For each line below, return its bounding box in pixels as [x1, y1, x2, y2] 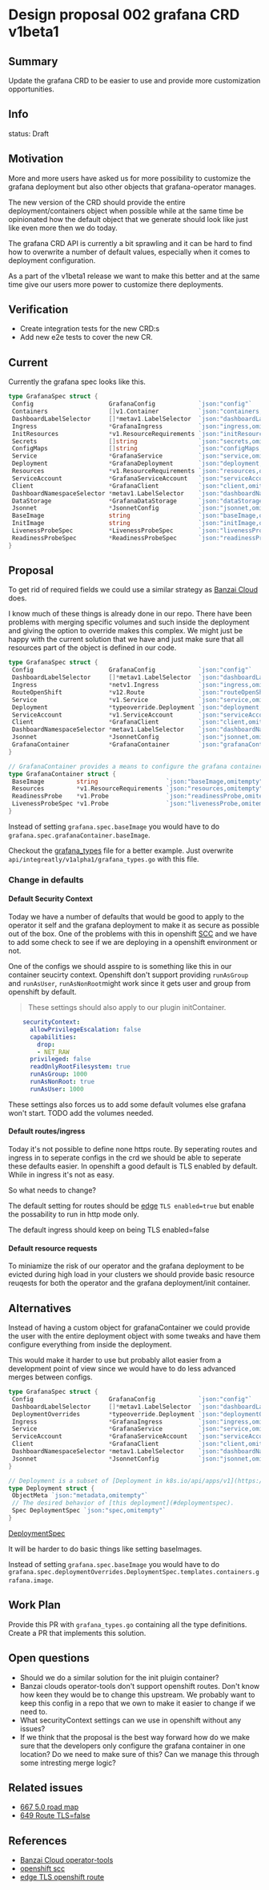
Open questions [8, 1651, 90, 1665]
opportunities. [8, 84, 54, 94]
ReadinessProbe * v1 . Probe [11, 792, 110, 801]
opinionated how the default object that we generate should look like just [8, 214, 248, 224]
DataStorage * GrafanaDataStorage [11, 497, 178, 505]
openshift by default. [8, 987, 77, 997]
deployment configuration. [8, 255, 96, 265]
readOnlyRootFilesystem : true [29, 1063, 130, 1071]
